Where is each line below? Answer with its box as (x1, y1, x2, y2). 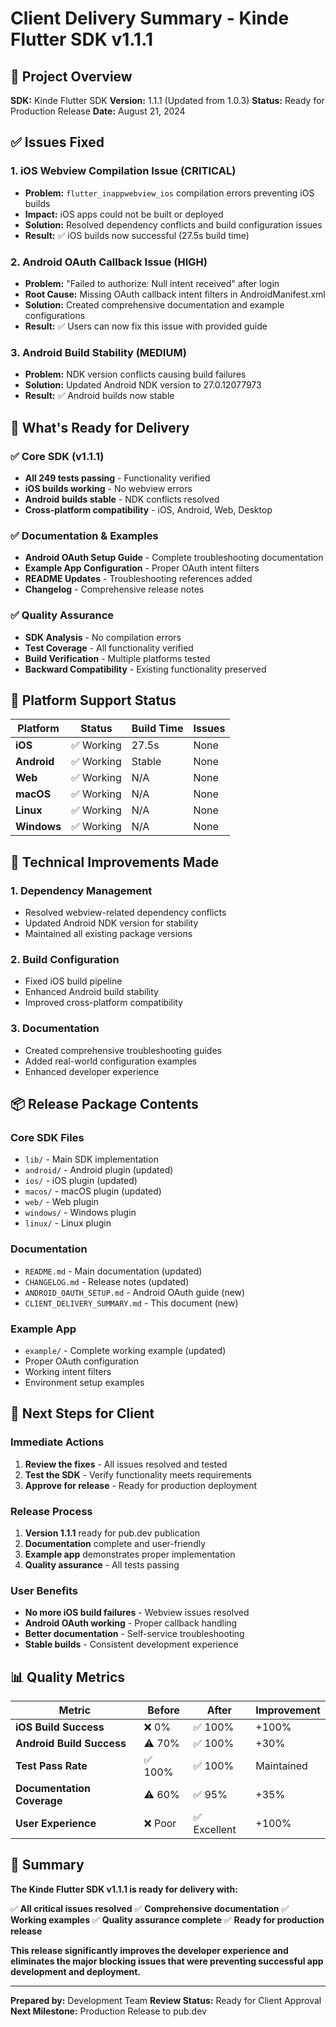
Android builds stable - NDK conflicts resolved (24, 493, 220, 505)
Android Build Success (15, 1737, 127, 1751)
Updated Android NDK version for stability (24, 917, 199, 929)
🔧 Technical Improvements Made (10, 853, 220, 871)
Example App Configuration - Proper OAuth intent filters (24, 562, 260, 574)
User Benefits (10, 1583, 79, 1597)
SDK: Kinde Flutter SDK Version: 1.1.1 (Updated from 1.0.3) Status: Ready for (10, 95, 325, 106)
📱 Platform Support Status (10, 692, 177, 709)
